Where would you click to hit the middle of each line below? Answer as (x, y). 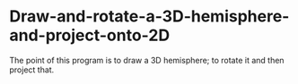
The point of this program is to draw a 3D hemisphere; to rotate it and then (147, 60)
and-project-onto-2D (90, 35)
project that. (32, 70)
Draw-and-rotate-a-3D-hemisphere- (149, 17)
